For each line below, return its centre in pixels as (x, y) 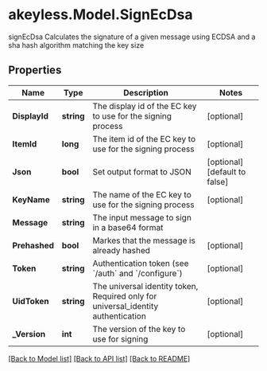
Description (146, 92)
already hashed (122, 250)
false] (218, 182)
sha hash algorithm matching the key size (76, 45)
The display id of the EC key (145, 106)
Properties (35, 70)
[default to (226, 171)
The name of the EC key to (142, 194)
